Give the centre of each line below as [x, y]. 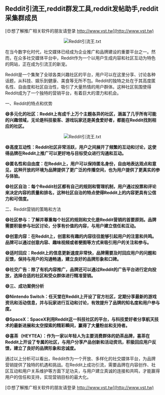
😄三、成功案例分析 [25, 286]
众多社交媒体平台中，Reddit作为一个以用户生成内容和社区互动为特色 [87, 58]
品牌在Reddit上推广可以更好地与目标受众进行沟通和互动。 [68, 153]
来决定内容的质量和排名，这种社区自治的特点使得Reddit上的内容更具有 [76, 192]
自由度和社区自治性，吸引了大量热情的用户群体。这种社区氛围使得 [84, 87]
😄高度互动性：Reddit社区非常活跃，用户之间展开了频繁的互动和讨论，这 [79, 147]
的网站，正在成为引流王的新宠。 [37, 64]
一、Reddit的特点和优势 [29, 103]
